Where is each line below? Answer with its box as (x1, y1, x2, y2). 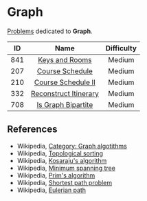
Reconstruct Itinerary (30, 88, 100, 98)
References (7, 124, 58, 135)
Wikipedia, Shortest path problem (16, 178, 113, 186)
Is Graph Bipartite (36, 99, 93, 109)
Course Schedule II (34, 77, 96, 87)
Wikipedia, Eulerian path (16, 186, 87, 194)
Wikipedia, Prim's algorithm (16, 171, 95, 180)
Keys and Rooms (37, 55, 92, 64)
